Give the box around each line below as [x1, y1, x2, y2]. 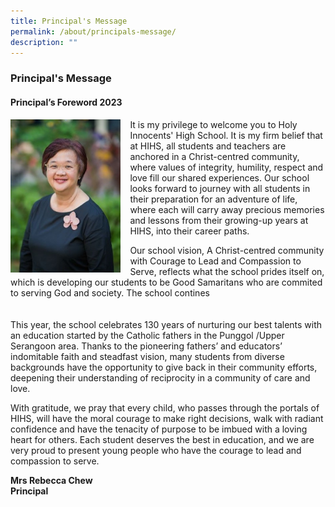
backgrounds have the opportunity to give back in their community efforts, [10, 361, 318, 373]
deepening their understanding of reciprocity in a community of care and [10, 371, 311, 384]
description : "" [10, 37, 78, 47]
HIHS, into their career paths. [129, 225, 250, 237]
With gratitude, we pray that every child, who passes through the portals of [10, 401, 320, 414]
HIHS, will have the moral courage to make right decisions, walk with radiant [10, 412, 324, 424]
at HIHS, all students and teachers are [129, 140, 287, 152]
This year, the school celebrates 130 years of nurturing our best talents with [10, 318, 323, 330]
